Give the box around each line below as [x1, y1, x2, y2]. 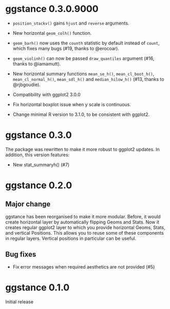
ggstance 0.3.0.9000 [5, 3, 99, 15]
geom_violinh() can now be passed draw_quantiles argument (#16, [12, 55, 155, 61]
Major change [5, 200, 51, 209]
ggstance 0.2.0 [5, 180, 72, 191]
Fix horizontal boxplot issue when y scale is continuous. [12, 101, 131, 108]
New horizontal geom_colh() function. [12, 30, 92, 36]
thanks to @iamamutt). [12, 60, 61, 67]
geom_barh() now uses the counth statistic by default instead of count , [12, 39, 160, 46]
